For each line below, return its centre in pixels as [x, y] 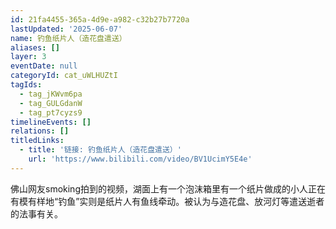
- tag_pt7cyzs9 [51, 112]
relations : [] [40, 131]
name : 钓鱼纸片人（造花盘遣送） [68, 38]
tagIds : [26, 85]
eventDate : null [44, 66]
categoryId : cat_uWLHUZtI [64, 76]
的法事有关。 [36, 213]
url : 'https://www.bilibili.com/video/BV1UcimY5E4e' [140, 159]
